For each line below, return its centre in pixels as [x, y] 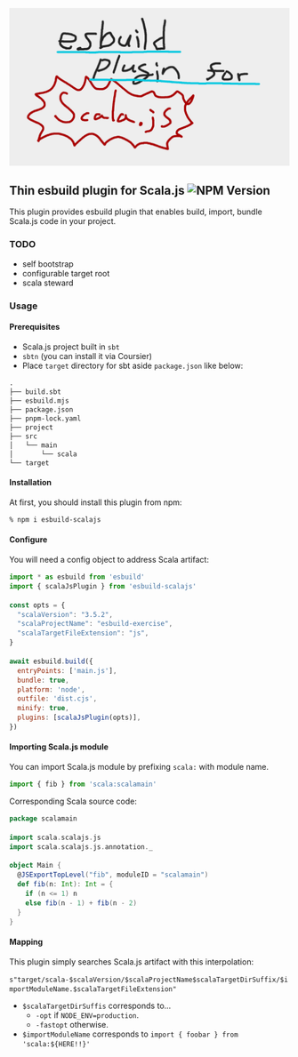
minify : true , [43, 709]
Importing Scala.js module [59, 747]
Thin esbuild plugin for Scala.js [97, 190]
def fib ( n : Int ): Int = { [65, 885]
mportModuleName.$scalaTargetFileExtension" [93, 989]
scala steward [48, 283]
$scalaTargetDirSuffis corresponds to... [97, 1005]
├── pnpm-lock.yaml [45, 418]
